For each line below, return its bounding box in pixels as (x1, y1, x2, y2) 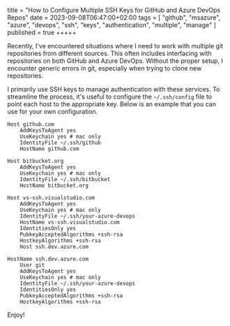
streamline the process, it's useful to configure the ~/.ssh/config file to (7, 92, 213, 101)
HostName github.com (20, 146, 79, 153)
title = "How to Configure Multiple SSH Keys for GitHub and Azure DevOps (7, 6, 221, 14)
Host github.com (7, 121, 54, 128)
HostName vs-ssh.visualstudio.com (20, 219, 120, 226)
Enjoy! (7, 311, 26, 319)
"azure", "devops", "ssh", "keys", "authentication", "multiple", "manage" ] (7, 21, 216, 29)
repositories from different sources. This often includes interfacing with (7, 49, 212, 57)
